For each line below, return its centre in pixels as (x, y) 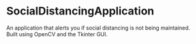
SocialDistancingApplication (80, 11)
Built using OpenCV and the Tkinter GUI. (57, 34)
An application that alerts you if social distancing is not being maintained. (98, 28)
